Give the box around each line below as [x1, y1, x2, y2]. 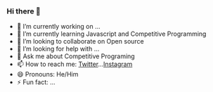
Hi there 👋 [6, 6, 41, 16]
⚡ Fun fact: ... [16, 78, 56, 86]
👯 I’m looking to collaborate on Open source [16, 37, 145, 46]
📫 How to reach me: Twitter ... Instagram [16, 60, 133, 69]
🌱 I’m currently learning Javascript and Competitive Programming [16, 29, 207, 38]
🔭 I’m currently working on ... [16, 22, 101, 31]
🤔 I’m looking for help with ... [16, 45, 100, 53]
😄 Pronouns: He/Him [16, 70, 79, 79]
